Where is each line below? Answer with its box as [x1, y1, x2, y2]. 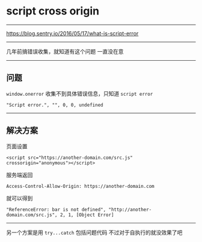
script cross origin [6, 4, 100, 18]
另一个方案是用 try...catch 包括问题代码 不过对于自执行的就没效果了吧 [6, 229, 183, 236]
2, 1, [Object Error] [60, 212, 114, 218]
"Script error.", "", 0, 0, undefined [6, 102, 103, 108]
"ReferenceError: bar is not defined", [6, 206, 106, 213]
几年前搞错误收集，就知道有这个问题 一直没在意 [6, 48, 124, 55]
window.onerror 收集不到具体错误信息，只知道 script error [6, 90, 153, 97]
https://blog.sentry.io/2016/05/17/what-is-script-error [6, 29, 139, 37]
